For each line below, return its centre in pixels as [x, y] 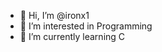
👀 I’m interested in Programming [86, 26]
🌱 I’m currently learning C [72, 36]
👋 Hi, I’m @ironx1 [54, 15]
